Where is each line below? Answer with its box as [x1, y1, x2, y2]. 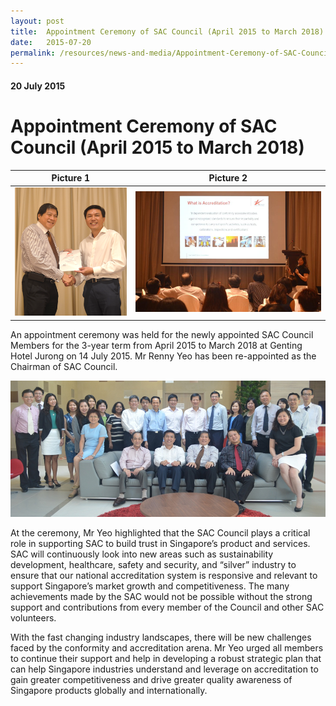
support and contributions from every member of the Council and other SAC [10, 601, 325, 613]
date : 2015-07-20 [10, 37, 92, 47]
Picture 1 [51, 172, 91, 184]
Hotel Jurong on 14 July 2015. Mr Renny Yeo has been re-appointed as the [10, 350, 317, 362]
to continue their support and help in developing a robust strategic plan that [10, 652, 322, 664]
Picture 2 [208, 172, 248, 184]
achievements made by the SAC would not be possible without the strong [10, 590, 313, 602]
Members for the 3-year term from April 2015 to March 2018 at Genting [10, 339, 303, 351]
